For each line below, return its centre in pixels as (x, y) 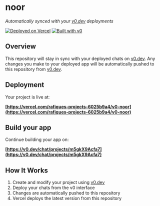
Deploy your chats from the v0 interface (53, 188)
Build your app (28, 127)
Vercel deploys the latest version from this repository (67, 198)
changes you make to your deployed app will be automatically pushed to (80, 63)
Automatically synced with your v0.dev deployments (59, 21)
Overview (21, 46)
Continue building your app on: (37, 139)
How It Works (27, 170)
